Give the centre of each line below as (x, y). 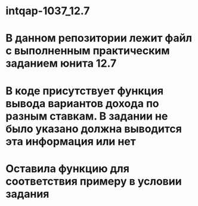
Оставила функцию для (67, 168)
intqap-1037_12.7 (48, 11)
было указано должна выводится (94, 129)
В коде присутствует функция (85, 91)
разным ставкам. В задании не (87, 116)
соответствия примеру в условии (94, 181)
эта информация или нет (71, 141)
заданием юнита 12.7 (61, 63)
